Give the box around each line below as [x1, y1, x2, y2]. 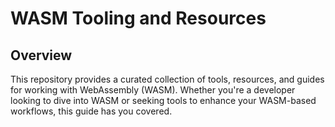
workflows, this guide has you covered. [10, 105, 173, 117]
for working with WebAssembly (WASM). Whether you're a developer [10, 84, 296, 96]
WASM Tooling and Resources [10, 7, 267, 30]
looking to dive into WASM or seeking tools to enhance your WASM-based [10, 95, 317, 106]
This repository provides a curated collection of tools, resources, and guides [10, 73, 325, 85]
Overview [10, 47, 73, 64]
